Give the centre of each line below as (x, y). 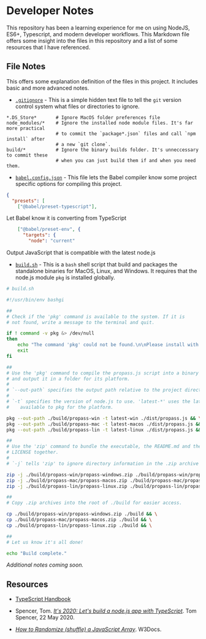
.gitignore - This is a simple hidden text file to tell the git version (98, 99)
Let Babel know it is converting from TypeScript (67, 218)
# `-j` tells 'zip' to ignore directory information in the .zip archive (103, 463)
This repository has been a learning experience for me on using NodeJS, (98, 28)
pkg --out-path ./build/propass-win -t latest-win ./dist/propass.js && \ (104, 418)
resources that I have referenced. (48, 47)
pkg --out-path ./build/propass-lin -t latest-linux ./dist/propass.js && (104, 430)
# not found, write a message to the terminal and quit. (81, 322)
